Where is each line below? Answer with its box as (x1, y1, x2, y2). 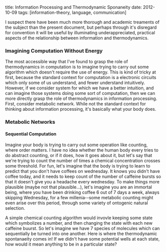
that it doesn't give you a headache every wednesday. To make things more (5, 179, 160, 185)
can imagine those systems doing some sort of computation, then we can (5, 90, 155, 96)
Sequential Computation (5, 131, 57, 137)
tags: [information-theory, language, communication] (18, 9, 127, 15)
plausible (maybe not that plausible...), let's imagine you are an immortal (5, 184, 152, 190)
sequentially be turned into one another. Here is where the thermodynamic (5, 231, 158, 237)
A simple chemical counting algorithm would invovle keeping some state (5, 215, 153, 221)
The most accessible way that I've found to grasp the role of (5, 59, 128, 65)
